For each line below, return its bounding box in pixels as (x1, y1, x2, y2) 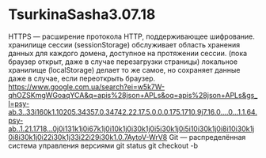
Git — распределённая (169, 132, 246, 141)
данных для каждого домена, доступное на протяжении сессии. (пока (8, 48, 248, 58)
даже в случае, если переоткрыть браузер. (8, 73, 156, 83)
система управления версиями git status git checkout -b (8, 141, 199, 150)
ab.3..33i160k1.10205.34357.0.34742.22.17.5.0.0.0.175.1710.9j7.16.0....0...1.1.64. (8, 107, 257, 116)
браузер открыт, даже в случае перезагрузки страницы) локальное (8, 57, 238, 66)
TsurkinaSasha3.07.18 (8, 6, 156, 24)
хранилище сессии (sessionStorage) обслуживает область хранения (8, 39, 240, 49)
